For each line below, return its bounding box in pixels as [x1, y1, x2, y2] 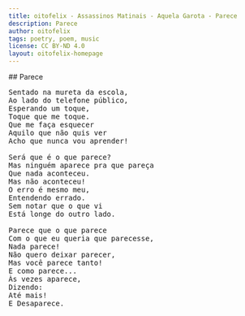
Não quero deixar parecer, [8, 250, 116, 259]
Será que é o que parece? [8, 153, 112, 162]
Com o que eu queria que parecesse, [8, 234, 154, 243]
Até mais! [8, 291, 47, 300]
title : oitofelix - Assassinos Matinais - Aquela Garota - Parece [8, 11, 238, 20]
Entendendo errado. [8, 193, 86, 202]
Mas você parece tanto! [8, 258, 103, 267]
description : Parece [8, 19, 79, 28]
